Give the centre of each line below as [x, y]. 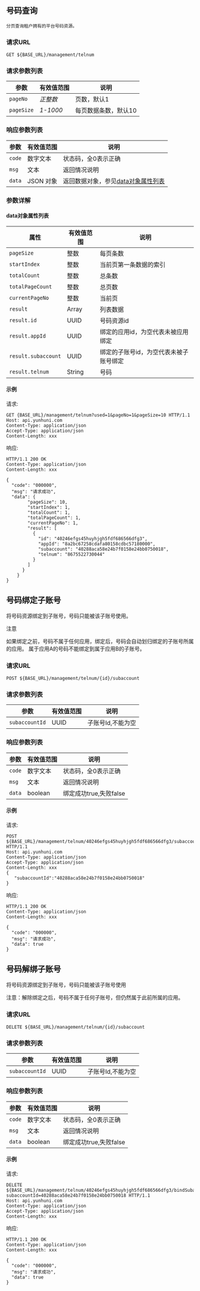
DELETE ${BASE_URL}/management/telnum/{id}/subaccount [76, 1027]
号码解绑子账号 [34, 969]
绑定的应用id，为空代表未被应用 [144, 332]
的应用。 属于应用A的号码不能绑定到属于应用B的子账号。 [76, 648]
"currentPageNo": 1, [53, 523]
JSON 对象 [42, 181]
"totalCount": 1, [49, 513]
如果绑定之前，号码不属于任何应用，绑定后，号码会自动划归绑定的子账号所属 [100, 641]
